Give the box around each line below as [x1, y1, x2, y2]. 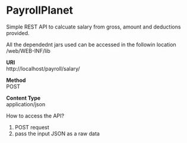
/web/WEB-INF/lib [6, 47, 50, 54]
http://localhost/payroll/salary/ [6, 65, 80, 72]
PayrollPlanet [6, 4, 73, 17]
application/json [6, 100, 46, 107]
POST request [14, 123, 49, 131]
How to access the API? [6, 112, 64, 119]
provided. [6, 29, 30, 36]
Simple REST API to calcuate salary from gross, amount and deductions [6, 23, 181, 30]
